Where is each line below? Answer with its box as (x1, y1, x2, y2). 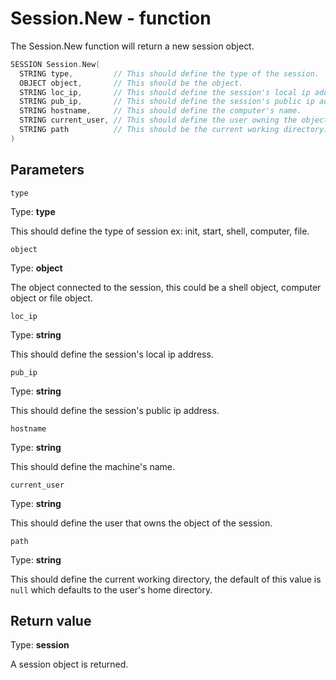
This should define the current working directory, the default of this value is (10, 573, 322, 585)
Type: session (10, 639, 70, 651)
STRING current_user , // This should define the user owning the (19, 115, 298, 126)
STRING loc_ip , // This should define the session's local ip (19, 87, 311, 97)
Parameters (10, 162, 85, 179)
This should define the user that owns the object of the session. (10, 517, 273, 529)
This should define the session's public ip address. (10, 404, 220, 416)
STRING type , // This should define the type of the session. (19, 68, 320, 79)
